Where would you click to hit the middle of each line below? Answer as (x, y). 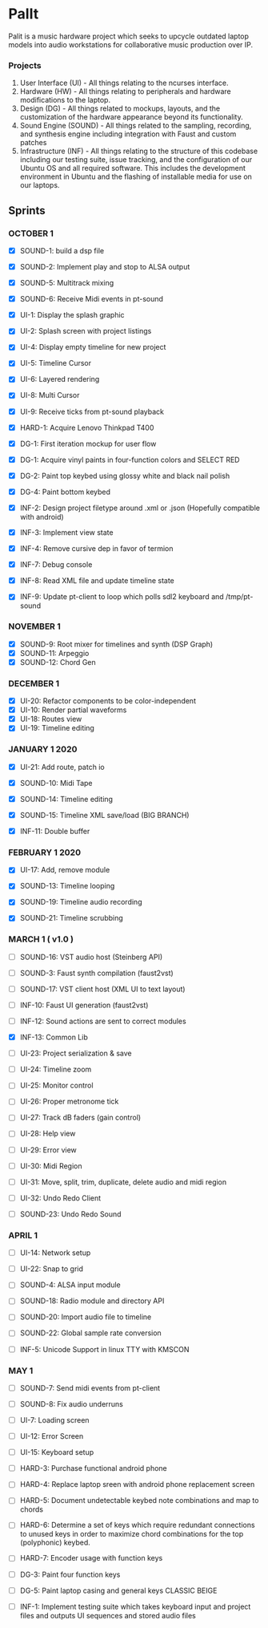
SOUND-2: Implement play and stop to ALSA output (105, 266)
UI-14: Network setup (55, 1253)
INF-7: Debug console (56, 565)
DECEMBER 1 (34, 683)
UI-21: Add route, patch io (62, 767)
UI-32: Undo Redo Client (60, 1198)
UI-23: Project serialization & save (76, 1053)
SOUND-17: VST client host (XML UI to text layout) (102, 989)
